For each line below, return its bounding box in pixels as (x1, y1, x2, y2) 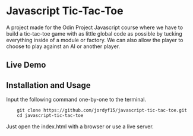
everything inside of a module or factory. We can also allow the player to (6, 36, 183, 43)
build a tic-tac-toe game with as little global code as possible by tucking (6, 30, 182, 37)
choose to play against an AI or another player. (6, 43, 121, 50)
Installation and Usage (6, 80, 91, 90)
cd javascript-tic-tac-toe (17, 113, 84, 119)
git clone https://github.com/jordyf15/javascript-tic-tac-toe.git (17, 107, 187, 113)
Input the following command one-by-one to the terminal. (6, 96, 147, 103)
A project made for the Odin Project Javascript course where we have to (6, 24, 183, 31)
